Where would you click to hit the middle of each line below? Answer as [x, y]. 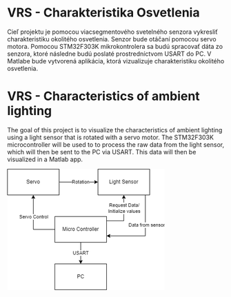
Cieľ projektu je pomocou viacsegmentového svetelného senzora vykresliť [113, 32]
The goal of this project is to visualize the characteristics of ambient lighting [115, 130]
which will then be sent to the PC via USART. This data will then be [102, 152]
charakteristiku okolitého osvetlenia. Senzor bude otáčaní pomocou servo [112, 39]
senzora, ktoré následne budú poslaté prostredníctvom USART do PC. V [109, 54]
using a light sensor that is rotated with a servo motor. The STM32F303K [110, 137]
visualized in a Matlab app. [45, 159]
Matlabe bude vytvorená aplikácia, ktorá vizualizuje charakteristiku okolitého [116, 61]
